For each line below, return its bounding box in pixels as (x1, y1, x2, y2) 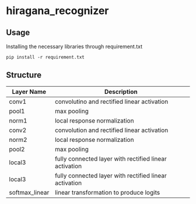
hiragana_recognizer (6, 4, 109, 18)
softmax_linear (9, 188, 50, 196)
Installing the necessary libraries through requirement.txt (6, 43, 143, 50)
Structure (6, 70, 42, 80)
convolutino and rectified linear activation (54, 97, 169, 106)
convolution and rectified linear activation (54, 126, 169, 134)
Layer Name (12, 87, 47, 96)
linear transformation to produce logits (54, 188, 160, 196)
